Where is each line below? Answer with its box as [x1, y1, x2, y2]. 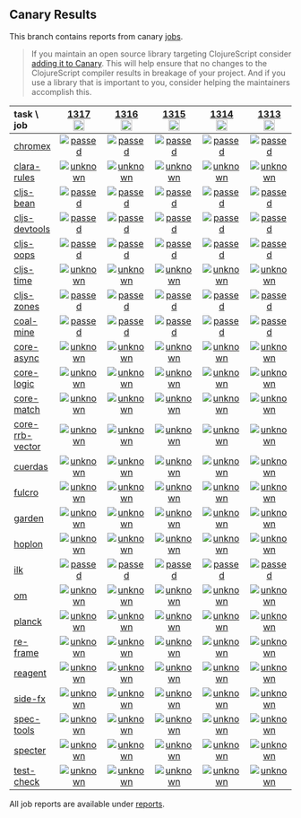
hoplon [13, 537, 43, 550]
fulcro [13, 486, 39, 499]
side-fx [13, 692, 47, 705]
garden [13, 511, 45, 524]
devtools [13, 222, 51, 235]
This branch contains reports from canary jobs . [9, 30, 184, 41]
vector [13, 439, 41, 452]
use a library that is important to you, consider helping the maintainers [30, 76, 291, 88]
